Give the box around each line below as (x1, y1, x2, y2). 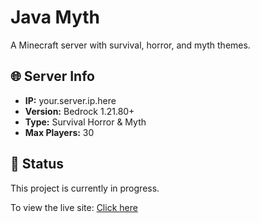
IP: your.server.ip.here (24, 94, 117, 106)
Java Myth (10, 6, 101, 29)
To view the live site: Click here (10, 201, 138, 213)
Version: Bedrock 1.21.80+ (24, 105, 135, 117)
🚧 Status (10, 156, 65, 173)
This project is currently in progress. (10, 182, 160, 194)
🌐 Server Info (10, 68, 95, 85)
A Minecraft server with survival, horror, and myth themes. (10, 39, 251, 51)
